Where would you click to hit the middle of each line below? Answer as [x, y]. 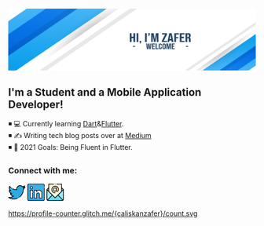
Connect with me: [43, 171]
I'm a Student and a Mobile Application [105, 92]
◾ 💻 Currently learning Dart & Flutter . [66, 124]
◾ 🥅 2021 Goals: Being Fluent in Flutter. [71, 148]
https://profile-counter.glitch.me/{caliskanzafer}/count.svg [103, 213]
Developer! [36, 104]
